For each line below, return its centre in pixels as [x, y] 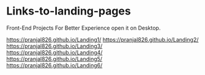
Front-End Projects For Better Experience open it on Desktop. [84, 28]
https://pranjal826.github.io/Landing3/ [54, 46]
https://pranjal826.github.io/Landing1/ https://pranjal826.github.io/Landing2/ [102, 39]
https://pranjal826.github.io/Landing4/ [54, 52]
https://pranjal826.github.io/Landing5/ [54, 59]
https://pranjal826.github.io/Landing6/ [54, 65]
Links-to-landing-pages [69, 11]
